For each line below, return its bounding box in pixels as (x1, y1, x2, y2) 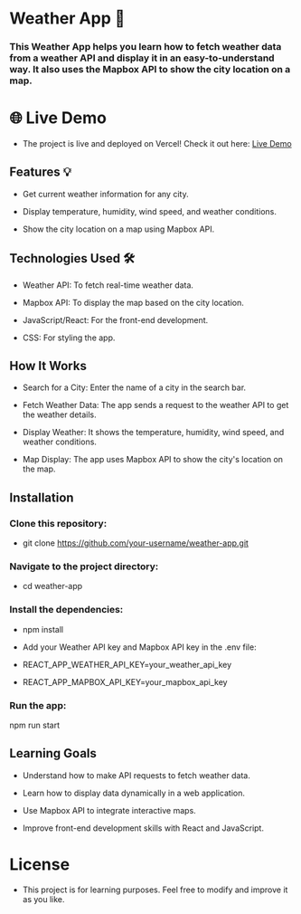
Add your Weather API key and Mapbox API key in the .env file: (22, 642, 257, 652)
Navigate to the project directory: (9, 560, 159, 573)
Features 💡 (9, 165, 72, 180)
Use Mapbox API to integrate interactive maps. (22, 805, 196, 815)
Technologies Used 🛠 (9, 251, 136, 266)
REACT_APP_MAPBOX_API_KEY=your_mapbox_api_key (22, 676, 228, 687)
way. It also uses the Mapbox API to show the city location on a (9, 63, 291, 76)
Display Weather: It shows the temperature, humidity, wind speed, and (22, 427, 285, 438)
